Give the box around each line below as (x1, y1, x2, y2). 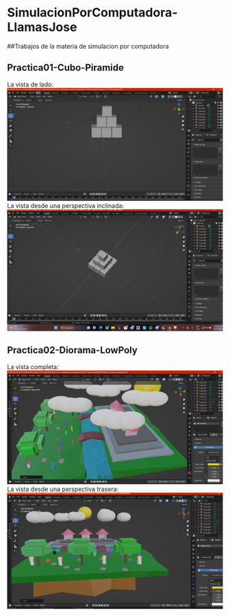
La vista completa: (7, 362, 60, 371)
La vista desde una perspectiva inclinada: (7, 202, 125, 210)
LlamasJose (7, 19, 77, 35)
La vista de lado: (7, 80, 53, 88)
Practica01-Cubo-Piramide (7, 62, 125, 73)
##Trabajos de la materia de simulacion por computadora (7, 42, 169, 50)
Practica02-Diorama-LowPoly (7, 344, 138, 356)
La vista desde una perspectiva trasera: (7, 485, 119, 493)
